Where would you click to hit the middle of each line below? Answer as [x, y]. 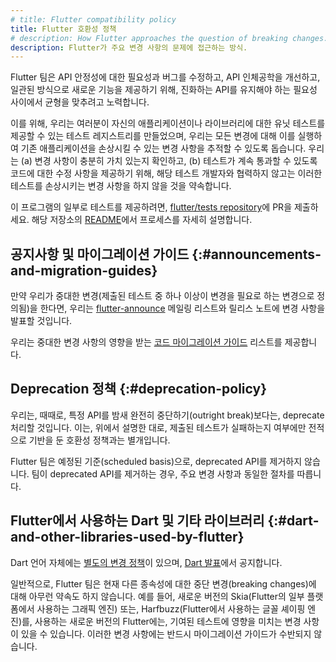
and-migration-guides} [84, 270]
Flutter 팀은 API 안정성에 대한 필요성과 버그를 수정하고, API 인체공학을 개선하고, [165, 77]
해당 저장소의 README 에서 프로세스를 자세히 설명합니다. [142, 220]
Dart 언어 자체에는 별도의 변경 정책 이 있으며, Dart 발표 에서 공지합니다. [146, 562]
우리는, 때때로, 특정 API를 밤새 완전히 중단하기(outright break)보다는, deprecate [167, 415]
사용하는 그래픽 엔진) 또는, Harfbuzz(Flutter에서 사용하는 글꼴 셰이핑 [171, 608]
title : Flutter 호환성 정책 [63, 29]
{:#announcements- [256, 254]
